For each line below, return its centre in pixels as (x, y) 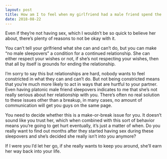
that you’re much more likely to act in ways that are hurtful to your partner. (82, 84)
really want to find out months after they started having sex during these (79, 131)
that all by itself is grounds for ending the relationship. (61, 64)
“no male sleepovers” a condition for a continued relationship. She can (78, 53)
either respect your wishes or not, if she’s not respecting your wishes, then (82, 59)
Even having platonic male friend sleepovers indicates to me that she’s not (81, 90)
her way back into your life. (33, 151)
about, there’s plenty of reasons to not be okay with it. (61, 38)
